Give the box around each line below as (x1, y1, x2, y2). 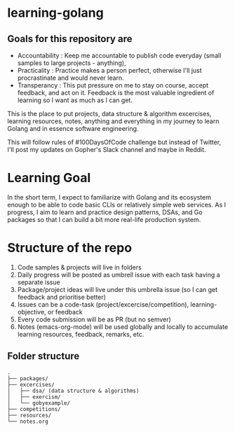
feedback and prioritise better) (17, 293, 107, 301)
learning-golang (7, 5, 104, 21)
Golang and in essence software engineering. (7, 125, 139, 132)
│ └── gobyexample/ (7, 399, 71, 407)
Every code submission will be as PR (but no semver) (17, 315, 172, 323)
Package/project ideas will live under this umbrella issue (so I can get (17, 285, 218, 293)
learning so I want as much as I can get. (17, 96, 133, 104)
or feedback (48, 307, 83, 316)
